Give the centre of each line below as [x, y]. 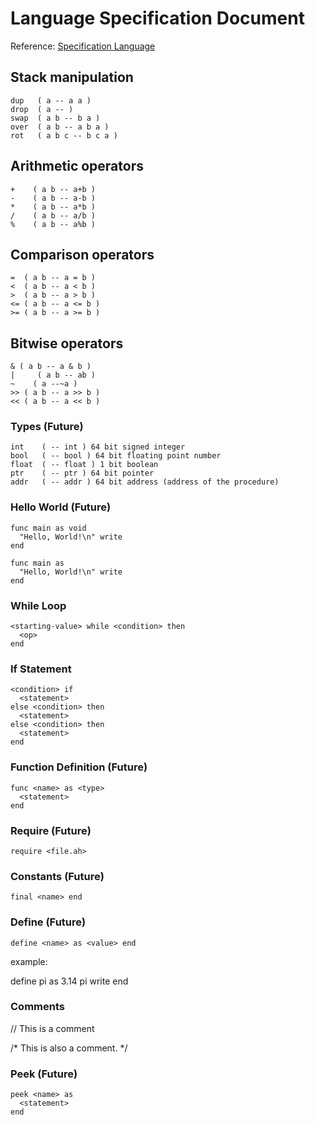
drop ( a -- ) [42, 109]
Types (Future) [47, 427]
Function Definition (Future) [79, 767]
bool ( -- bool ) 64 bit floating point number [116, 456]
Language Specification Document [157, 18]
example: [29, 961]
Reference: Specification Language [83, 46]
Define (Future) [48, 922]
